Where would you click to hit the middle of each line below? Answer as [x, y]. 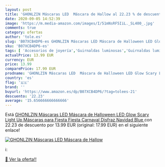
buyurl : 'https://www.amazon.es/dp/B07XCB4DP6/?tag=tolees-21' [71, 92]
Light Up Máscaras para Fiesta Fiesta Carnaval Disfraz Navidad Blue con [79, 120]
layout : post [18, 10]
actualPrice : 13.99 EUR [29, 55]
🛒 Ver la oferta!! [21, 159]
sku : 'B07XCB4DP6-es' [27, 46]
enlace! [13, 130]
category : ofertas [24, 32]
